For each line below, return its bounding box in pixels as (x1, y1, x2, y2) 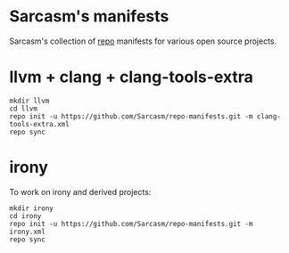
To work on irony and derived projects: (9, 186, 152, 197)
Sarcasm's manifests (9, 6, 169, 27)
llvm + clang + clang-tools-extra (9, 67, 254, 87)
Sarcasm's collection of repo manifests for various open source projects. (9, 36, 277, 46)
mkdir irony (9, 203, 54, 213)
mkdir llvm (9, 96, 50, 105)
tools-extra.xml (9, 119, 70, 128)
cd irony (9, 211, 42, 220)
